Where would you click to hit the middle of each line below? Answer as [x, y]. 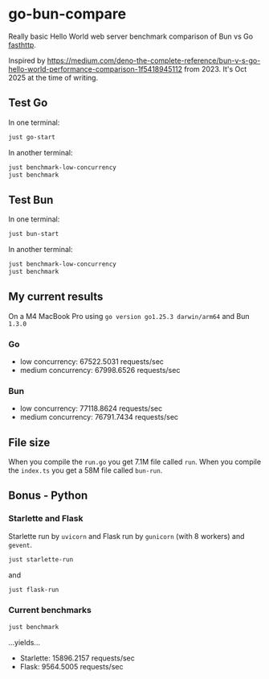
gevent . [20, 544]
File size [29, 443]
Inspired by [27, 60]
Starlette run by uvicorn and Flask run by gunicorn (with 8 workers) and [126, 536]
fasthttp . [22, 44]
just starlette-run [41, 559]
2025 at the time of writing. [53, 77]
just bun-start [34, 234]
